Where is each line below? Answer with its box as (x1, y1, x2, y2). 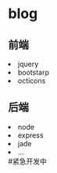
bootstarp (18, 68, 49, 77)
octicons (18, 76, 46, 85)
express (18, 131, 45, 140)
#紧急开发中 (8, 156, 47, 166)
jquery (18, 60, 39, 68)
